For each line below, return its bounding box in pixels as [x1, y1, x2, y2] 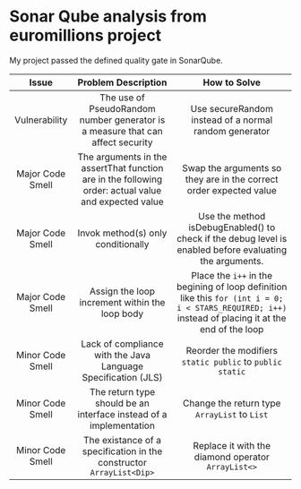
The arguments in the [77, 150, 168, 163]
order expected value [186, 184, 278, 196]
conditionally [95, 237, 150, 250]
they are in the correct [185, 173, 279, 185]
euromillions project [9, 25, 162, 46]
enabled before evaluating [176, 244, 288, 256]
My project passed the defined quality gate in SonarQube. [9, 55, 224, 65]
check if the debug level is [176, 232, 288, 244]
